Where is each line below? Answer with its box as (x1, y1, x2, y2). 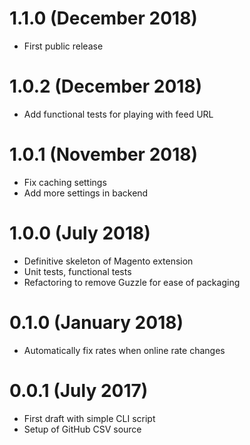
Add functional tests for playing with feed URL (23, 108, 214, 120)
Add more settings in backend (23, 187, 149, 199)
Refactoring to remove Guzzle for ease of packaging (23, 276, 241, 288)
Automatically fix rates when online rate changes (23, 344, 226, 356)
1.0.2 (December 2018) (9, 75, 203, 98)
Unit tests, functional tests (23, 265, 132, 277)
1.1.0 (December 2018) (9, 7, 198, 30)
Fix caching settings (23, 176, 107, 188)
